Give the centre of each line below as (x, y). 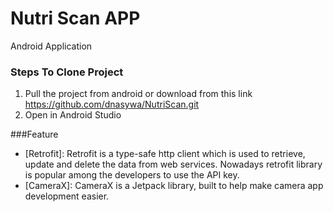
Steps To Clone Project (67, 72)
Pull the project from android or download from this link (138, 94)
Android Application (51, 46)
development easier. (67, 196)
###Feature (34, 134)
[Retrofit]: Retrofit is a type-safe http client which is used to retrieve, (165, 154)
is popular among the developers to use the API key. (132, 175)
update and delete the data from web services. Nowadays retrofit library (173, 164)
